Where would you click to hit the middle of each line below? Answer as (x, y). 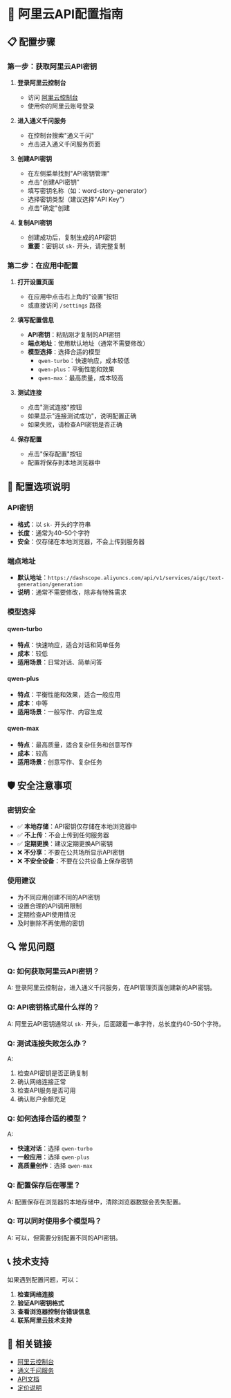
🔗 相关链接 (29, 1344)
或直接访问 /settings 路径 (64, 306)
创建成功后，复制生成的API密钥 (72, 237)
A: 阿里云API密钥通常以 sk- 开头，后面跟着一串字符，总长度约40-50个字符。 (116, 1023)
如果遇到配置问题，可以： (44, 1279)
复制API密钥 (35, 223)
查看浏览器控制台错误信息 (54, 1312)
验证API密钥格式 (40, 1303)
